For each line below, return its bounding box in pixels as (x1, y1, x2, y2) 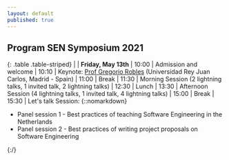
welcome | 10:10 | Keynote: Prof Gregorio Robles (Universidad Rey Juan (7, 68, 210, 76)
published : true (7, 17, 54, 23)
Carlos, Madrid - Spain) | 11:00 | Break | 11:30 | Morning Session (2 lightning (7, 75, 222, 83)
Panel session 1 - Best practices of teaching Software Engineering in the (17, 110, 223, 119)
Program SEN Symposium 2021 (7, 42, 143, 54)
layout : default (7, 10, 54, 17)
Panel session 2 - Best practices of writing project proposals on (17, 125, 199, 133)
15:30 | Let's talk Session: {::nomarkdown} (7, 97, 128, 106)
